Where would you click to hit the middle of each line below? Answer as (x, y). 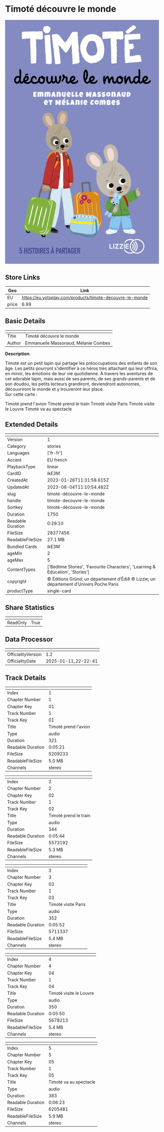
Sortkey (15, 507)
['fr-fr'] (55, 453)
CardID (14, 473)
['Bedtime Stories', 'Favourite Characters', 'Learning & (101, 567)
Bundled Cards (22, 546)
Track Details (26, 678)
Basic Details (25, 321)
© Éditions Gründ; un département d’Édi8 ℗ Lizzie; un (101, 579)
